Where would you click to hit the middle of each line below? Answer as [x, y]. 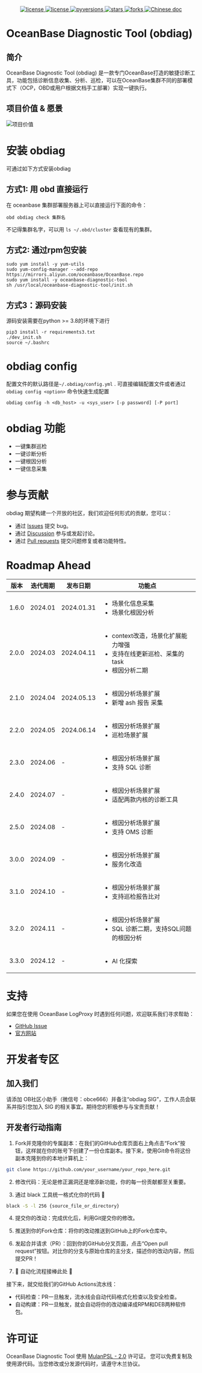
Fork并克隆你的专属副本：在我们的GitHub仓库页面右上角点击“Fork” [97, 1143]
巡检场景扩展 [130, 735]
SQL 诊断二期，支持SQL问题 [152, 929]
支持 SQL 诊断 [132, 767]
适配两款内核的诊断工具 [145, 800]
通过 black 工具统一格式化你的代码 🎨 [60, 1194]
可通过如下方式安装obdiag [38, 168]
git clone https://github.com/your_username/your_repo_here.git [88, 1169]
